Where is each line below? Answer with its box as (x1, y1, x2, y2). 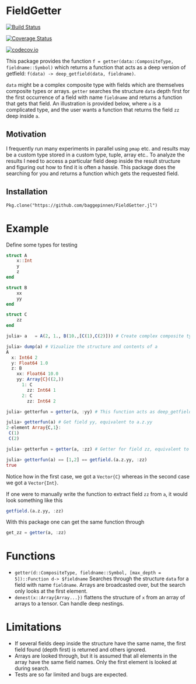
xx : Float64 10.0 (16, 371, 59, 377)
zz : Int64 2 (27, 398, 57, 404)
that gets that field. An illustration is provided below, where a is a (6, 100, 162, 107)
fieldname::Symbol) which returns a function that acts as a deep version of (6, 63, 186, 71)
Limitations (6, 621, 62, 634)
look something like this (6, 497, 63, 504)
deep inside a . (6, 112, 40, 119)
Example (6, 221, 49, 235)
